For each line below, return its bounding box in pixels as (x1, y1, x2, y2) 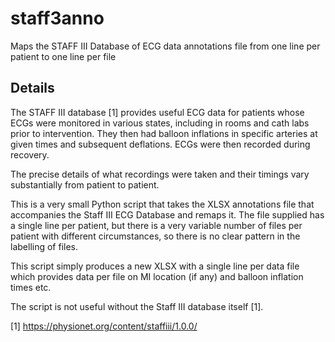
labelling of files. (10, 240, 79, 252)
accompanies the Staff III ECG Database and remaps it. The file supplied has (10, 208, 325, 221)
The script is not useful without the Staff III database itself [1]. (10, 300, 264, 312)
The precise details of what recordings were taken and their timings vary (10, 168, 310, 180)
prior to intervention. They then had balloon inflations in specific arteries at (10, 127, 318, 139)
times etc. (10, 281, 52, 293)
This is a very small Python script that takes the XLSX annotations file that (10, 198, 315, 210)
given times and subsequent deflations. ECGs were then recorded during (10, 138, 311, 150)
